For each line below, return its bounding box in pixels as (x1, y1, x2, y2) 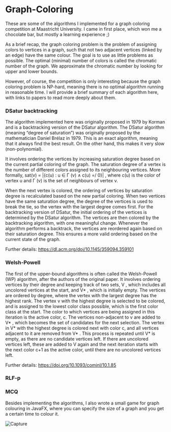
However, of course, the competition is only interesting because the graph (5, 78, 161, 84)
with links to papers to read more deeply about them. (5, 94, 117, 101)
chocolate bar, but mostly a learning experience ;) (5, 31, 110, 37)
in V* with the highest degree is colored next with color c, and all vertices (5, 325, 159, 331)
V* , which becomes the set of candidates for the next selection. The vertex (5, 319, 164, 325)
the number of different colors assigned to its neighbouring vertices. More (5, 167, 161, 173)
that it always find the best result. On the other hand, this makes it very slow (5, 140, 165, 147)
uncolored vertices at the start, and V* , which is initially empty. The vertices (5, 287, 166, 293)
